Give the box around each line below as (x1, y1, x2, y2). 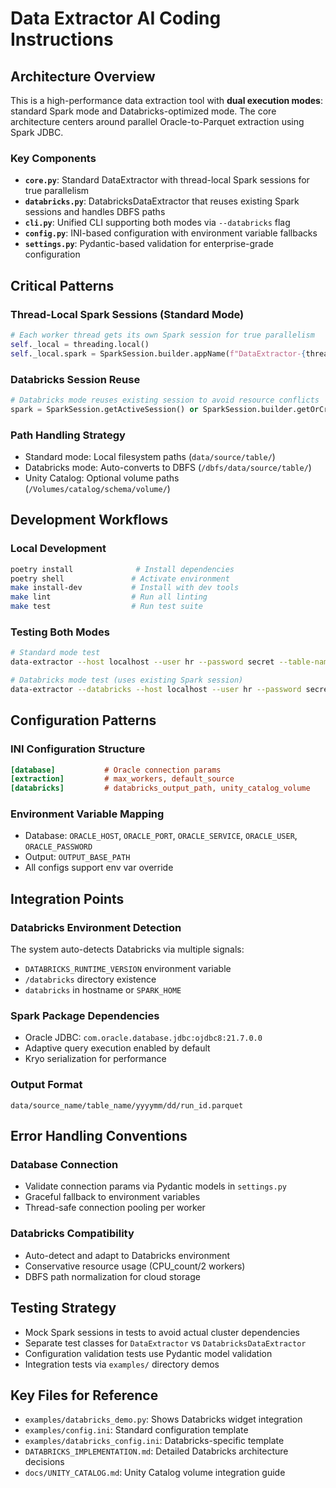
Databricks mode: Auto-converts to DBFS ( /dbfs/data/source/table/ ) (24, 461, 312, 473)
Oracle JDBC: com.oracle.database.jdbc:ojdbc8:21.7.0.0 (24, 1032, 263, 1044)
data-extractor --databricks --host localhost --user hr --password (10, 684, 302, 694)
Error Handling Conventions (10, 1128, 188, 1145)
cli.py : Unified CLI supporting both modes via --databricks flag (24, 217, 291, 229)
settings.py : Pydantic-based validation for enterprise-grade (24, 238, 274, 250)
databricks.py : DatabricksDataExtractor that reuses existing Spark (24, 195, 300, 207)
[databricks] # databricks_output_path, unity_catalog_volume (10, 783, 311, 794)
